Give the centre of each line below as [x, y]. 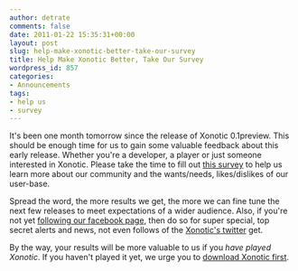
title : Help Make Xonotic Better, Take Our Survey [107, 60]
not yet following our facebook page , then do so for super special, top [140, 220]
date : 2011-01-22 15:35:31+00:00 [72, 34]
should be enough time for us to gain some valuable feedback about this [144, 145]
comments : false [40, 26]
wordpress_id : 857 [44, 69]
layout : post [34, 43]
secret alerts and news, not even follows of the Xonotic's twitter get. [136, 230]
